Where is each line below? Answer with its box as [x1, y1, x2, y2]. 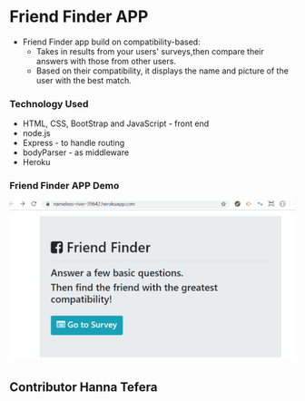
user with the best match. [35, 74, 132, 85]
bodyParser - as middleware [22, 147, 130, 158]
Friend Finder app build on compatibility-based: [22, 36, 202, 47]
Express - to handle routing [22, 138, 125, 149]
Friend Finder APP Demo [9, 180, 120, 192]
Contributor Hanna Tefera [9, 379, 158, 395]
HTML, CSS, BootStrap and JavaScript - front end [22, 118, 210, 129]
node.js [22, 128, 52, 139]
